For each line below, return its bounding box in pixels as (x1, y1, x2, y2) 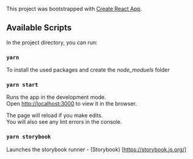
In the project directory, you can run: (6, 39, 98, 46)
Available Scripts (6, 22, 72, 33)
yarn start (6, 81, 38, 89)
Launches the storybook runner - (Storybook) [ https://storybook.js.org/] (6, 146, 187, 153)
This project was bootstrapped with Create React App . (6, 5, 143, 12)
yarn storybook (6, 134, 52, 140)
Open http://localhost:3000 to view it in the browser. (6, 100, 137, 107)
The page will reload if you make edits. (6, 112, 103, 119)
